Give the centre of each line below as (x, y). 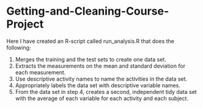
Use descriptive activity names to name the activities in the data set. (101, 79)
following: (19, 48)
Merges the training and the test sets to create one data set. (90, 59)
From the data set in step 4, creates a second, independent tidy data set (106, 92)
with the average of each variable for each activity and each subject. (102, 98)
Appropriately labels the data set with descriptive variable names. (98, 85)
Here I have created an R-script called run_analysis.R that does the (90, 41)
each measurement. (40, 72)
